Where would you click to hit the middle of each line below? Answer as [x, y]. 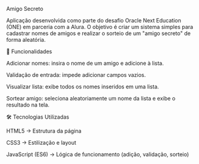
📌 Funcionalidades [29, 51]
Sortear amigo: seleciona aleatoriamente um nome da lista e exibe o [91, 98]
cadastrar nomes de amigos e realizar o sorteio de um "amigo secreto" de [99, 33]
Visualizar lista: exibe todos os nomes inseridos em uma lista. [83, 87]
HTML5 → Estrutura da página [44, 131]
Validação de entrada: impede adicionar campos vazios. [76, 75]
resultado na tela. [28, 105]
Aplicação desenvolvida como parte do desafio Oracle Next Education [94, 20]
